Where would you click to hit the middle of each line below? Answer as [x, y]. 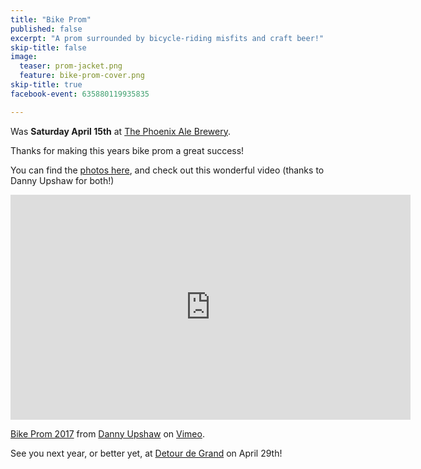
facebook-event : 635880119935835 [80, 94]
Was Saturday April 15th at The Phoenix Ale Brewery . [120, 131]
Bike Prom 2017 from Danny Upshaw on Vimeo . [107, 433]
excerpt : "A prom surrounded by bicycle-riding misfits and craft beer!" [167, 38]
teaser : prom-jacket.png [71, 66]
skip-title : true [46, 85]
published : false [46, 29]
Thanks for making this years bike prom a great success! [127, 150]
